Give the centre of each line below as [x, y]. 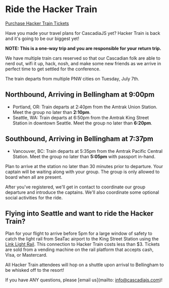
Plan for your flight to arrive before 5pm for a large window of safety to [79, 233]
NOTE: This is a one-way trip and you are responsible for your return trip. [83, 48]
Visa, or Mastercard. [26, 255]
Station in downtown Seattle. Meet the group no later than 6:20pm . [82, 123]
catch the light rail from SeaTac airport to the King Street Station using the [82, 239]
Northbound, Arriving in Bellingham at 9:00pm [80, 95]
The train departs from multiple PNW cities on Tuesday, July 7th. [72, 78]
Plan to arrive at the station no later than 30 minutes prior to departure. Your [84, 166]
